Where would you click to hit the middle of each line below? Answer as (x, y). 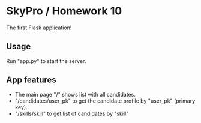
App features (31, 80)
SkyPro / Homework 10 (64, 11)
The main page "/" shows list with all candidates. (75, 94)
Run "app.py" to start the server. (46, 61)
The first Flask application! (39, 28)
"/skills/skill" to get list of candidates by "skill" (72, 113)
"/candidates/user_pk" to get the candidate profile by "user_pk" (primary (105, 101)
